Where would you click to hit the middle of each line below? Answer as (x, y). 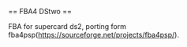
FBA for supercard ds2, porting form (67, 26)
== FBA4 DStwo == (40, 11)
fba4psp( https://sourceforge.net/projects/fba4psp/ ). (94, 35)
